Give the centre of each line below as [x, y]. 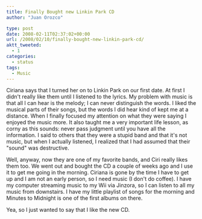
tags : [13, 68]
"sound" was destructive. [38, 148]
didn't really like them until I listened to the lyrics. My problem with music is [99, 97]
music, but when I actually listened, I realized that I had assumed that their [98, 142]
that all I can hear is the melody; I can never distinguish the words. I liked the [101, 103]
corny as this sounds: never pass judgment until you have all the [86, 129]
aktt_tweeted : [24, 45]
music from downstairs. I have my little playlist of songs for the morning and [100, 192]
